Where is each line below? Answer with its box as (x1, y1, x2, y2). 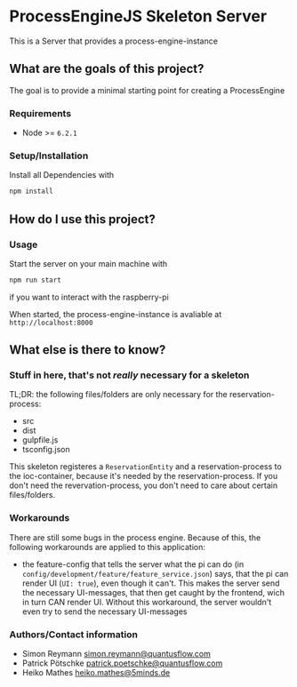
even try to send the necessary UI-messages (21, 606, 188, 617)
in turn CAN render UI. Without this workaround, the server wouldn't (21, 596, 272, 607)
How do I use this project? (9, 212, 156, 227)
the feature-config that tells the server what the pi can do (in (21, 558, 245, 570)
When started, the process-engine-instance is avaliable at (9, 308, 222, 319)
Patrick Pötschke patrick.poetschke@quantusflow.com (21, 658, 223, 668)
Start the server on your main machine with (9, 258, 168, 268)
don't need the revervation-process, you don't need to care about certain (9, 480, 278, 491)
